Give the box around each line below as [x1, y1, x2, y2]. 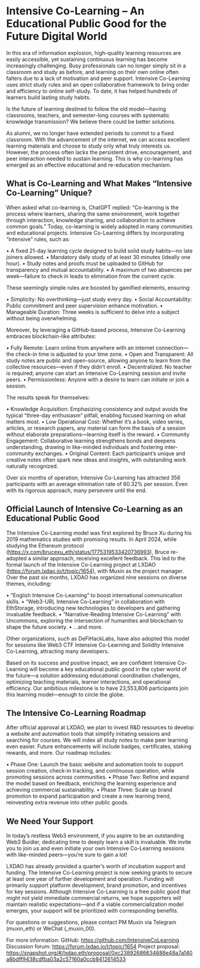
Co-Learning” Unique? [6, 188, 93, 198]
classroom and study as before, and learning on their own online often [6, 68, 179, 75]
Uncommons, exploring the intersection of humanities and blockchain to [6, 617, 183, 624]
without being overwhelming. [6, 315, 78, 322]
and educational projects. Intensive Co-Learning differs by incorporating [6, 229, 184, 236]
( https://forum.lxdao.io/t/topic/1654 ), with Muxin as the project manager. [6, 567, 184, 574]
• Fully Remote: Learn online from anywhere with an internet [6, 344, 155, 351]
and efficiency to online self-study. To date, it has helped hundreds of [6, 87, 178, 94]
